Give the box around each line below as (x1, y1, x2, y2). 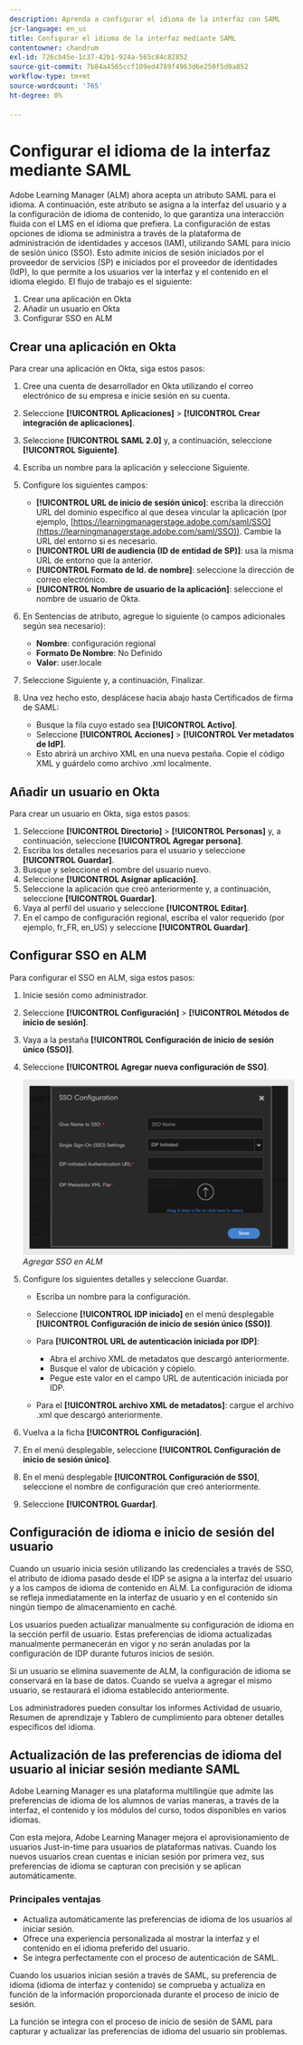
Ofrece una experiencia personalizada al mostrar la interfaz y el (22, 1933, 260, 1944)
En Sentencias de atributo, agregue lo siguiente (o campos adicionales (22, 611, 286, 622)
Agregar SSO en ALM (22, 1256, 103, 1267)
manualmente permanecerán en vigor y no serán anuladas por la (9, 1638, 251, 1649)
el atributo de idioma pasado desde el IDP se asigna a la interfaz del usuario (9, 1573, 292, 1584)
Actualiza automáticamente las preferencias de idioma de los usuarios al (22, 1914, 292, 1925)
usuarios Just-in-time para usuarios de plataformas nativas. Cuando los (9, 1841, 278, 1852)
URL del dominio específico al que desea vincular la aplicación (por (35, 507, 288, 518)
